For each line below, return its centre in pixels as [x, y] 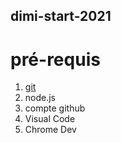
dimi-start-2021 [61, 16]
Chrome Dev [50, 130]
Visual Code [50, 119]
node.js [40, 98]
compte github [55, 108]
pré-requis [55, 59]
